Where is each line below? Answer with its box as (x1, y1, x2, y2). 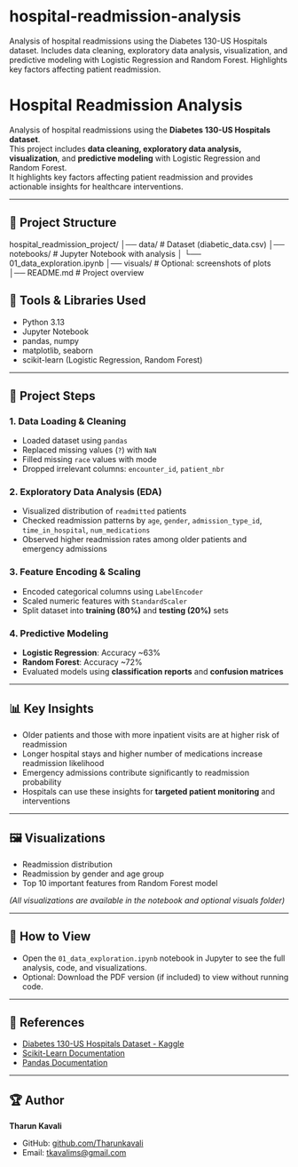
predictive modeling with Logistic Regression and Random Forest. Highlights (9, 54, 288, 65)
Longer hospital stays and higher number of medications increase (21, 748, 263, 759)
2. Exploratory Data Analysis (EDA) (9, 486, 162, 499)
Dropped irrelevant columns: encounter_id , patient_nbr (21, 464, 224, 475)
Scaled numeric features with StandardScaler (21, 595, 188, 606)
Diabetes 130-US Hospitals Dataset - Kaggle (21, 1038, 184, 1050)
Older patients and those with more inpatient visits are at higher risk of (21, 729, 280, 739)
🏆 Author (9, 1092, 65, 1107)
